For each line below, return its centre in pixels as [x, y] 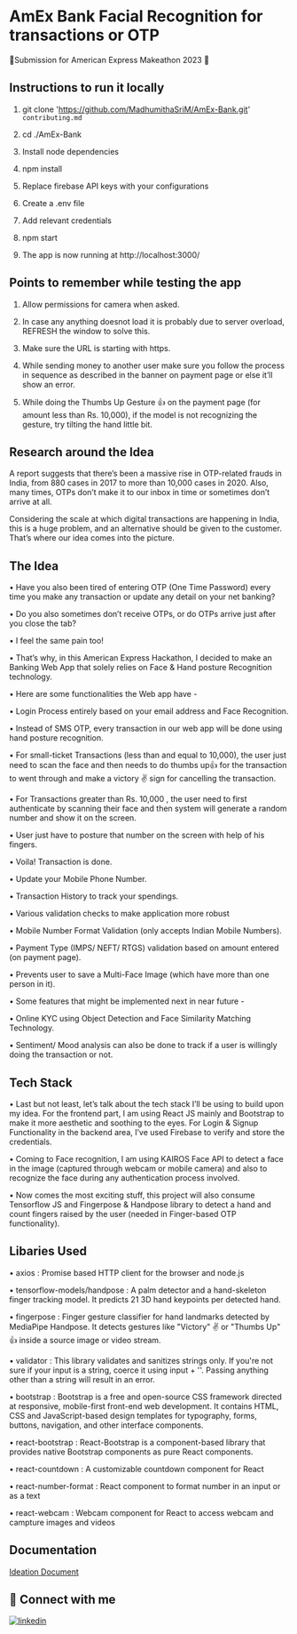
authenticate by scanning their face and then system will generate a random [148, 809]
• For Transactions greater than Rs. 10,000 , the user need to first [128, 799]
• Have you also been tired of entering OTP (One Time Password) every [140, 588]
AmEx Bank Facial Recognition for [136, 16]
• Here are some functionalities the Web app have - [103, 694]
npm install [42, 168]
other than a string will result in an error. [82, 1379]
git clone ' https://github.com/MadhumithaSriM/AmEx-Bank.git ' [136, 109]
